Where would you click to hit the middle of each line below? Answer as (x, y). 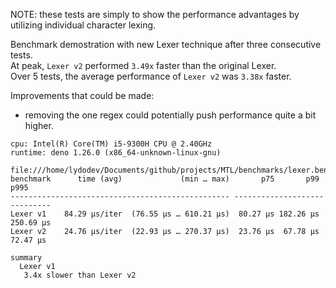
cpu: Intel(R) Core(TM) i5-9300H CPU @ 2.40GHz (111, 144)
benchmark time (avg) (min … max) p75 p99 (165, 179)
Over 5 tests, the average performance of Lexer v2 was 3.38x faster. (151, 76)
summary (26, 258)
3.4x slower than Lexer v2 (80, 275)
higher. (39, 125)
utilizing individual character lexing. (83, 25)
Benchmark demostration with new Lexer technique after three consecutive (166, 44)
